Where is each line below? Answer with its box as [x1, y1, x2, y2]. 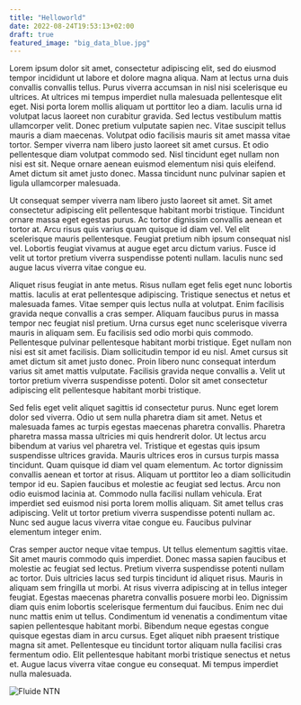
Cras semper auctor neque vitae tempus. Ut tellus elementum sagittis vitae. [9, 544, 288, 555]
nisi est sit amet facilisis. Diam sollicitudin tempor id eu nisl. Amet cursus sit [9, 347, 288, 357]
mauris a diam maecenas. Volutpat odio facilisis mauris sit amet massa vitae [9, 130, 291, 140]
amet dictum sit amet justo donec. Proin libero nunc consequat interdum [9, 357, 277, 367]
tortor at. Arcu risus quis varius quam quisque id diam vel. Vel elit [9, 224, 250, 235]
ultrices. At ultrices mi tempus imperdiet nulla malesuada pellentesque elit [9, 92, 283, 103]
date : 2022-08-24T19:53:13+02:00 [9, 22, 135, 31]
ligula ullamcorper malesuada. [9, 177, 121, 189]
